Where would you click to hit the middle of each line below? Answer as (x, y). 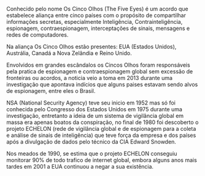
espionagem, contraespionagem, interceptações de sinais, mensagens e (98, 28)
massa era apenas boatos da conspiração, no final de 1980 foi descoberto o (102, 122)
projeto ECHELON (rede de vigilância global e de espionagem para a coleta (101, 129)
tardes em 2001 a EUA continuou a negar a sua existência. (80, 167)
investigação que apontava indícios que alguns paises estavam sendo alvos (102, 84)
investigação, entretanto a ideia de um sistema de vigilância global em (95, 116)
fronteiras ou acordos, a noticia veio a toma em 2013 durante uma (90, 78)
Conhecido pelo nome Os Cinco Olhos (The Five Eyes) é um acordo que (97, 9)
